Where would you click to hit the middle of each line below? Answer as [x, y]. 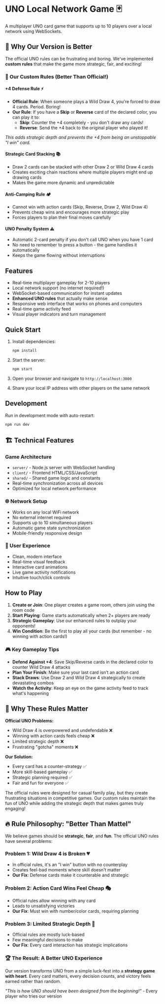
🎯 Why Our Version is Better [49, 47]
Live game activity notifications [44, 572]
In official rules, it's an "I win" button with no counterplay [70, 865]
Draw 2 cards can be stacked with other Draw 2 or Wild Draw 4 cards [83, 167]
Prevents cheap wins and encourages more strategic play [71, 212]
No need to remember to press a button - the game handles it [74, 245]
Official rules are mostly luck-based [48, 935]
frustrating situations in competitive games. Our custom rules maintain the [80, 798]
